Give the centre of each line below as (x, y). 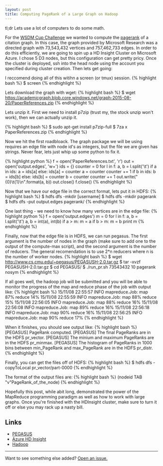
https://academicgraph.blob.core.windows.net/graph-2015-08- (68, 97)
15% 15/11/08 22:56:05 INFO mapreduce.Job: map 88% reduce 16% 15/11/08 (81, 302)
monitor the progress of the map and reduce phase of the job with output (78, 287)
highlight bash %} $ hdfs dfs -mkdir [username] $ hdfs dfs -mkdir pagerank (81, 196)
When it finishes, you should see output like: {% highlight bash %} (71, 327)
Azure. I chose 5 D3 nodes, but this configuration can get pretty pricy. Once (81, 58)
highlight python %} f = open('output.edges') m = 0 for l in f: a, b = (72, 216)
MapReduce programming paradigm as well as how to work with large (75, 396)
